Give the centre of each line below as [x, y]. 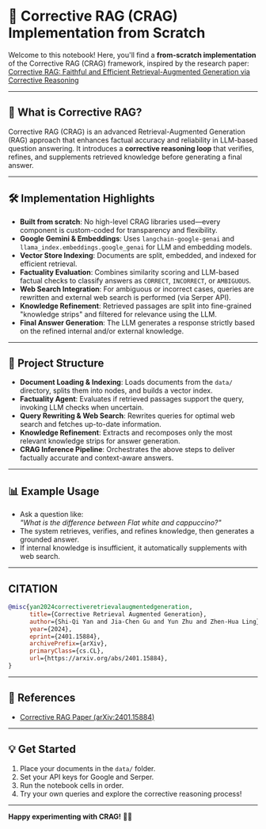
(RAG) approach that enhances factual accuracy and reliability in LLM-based [133, 140]
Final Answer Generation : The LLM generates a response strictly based [137, 322]
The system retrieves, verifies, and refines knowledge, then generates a [137, 531]
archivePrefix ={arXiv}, [68, 644]
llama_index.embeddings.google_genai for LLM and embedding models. [136, 247]
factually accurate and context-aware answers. [97, 458]
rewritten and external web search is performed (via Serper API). [125, 297]
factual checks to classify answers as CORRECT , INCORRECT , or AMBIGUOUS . [135, 280]
